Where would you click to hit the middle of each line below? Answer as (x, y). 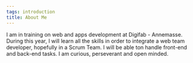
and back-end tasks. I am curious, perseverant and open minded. (87, 53)
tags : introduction (31, 12)
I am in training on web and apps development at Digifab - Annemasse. (94, 34)
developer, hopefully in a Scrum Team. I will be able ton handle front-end (97, 47)
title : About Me (27, 17)
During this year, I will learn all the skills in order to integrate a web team (96, 41)
